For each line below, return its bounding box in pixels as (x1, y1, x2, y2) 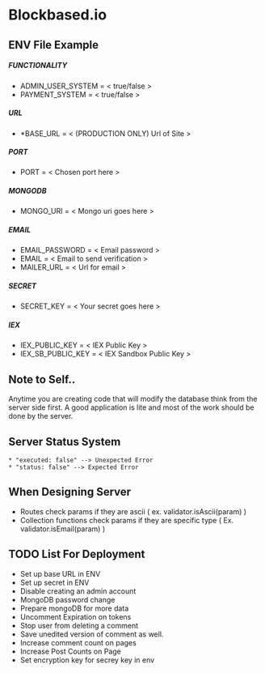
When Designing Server (8, 485, 132, 499)
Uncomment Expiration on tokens (19, 611, 132, 621)
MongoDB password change (19, 594, 116, 604)
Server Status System (8, 435, 121, 449)
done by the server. (8, 411, 74, 421)
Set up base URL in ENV (19, 569, 101, 578)
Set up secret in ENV (19, 577, 90, 587)
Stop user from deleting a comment (19, 620, 139, 630)
